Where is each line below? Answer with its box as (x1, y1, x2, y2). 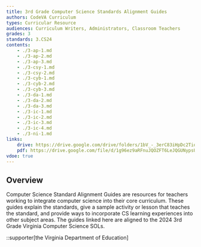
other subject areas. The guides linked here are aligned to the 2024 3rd (6, 216, 182, 224)
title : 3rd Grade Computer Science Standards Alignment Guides (6, 8, 167, 15)
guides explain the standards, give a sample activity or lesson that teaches (6, 203, 190, 211)
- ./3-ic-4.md (17, 125, 52, 131)
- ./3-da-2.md (17, 97, 52, 103)
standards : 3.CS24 (6, 36, 52, 42)
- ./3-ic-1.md (17, 109, 52, 115)
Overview (6, 175, 44, 185)
